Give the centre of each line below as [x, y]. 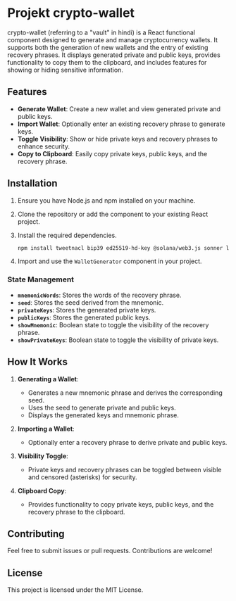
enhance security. [44, 146]
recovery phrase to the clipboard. [76, 512]
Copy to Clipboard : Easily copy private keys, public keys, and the [112, 153]
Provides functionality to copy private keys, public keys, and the [121, 504]
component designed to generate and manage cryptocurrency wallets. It [113, 39]
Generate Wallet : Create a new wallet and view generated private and [119, 109]
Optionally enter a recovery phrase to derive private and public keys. [128, 442]
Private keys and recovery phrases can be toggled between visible [125, 469]
